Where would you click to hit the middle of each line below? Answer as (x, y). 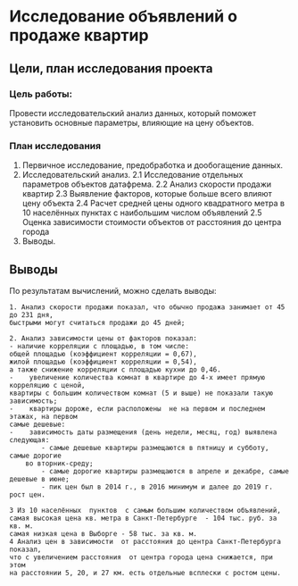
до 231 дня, (31, 314)
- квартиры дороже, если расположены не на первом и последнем (137, 408)
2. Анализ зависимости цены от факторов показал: (103, 338)
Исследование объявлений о (124, 17)
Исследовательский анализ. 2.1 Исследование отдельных (132, 175)
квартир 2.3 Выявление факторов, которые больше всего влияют (147, 194)
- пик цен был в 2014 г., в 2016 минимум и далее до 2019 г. (157, 487)
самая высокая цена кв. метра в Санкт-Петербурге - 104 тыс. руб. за (143, 518)
